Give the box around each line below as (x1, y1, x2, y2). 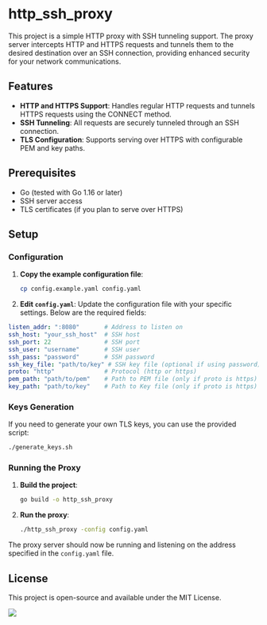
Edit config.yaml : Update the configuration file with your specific (19, 300, 233, 309)
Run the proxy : (19, 510, 70, 520)
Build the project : (19, 480, 78, 490)
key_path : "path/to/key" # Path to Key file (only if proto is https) (8, 383, 258, 391)
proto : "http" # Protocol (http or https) (8, 368, 197, 375)
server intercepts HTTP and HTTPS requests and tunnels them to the (8, 39, 234, 49)
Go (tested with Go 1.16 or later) (19, 187, 123, 197)
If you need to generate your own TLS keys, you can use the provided (8, 419, 237, 429)
